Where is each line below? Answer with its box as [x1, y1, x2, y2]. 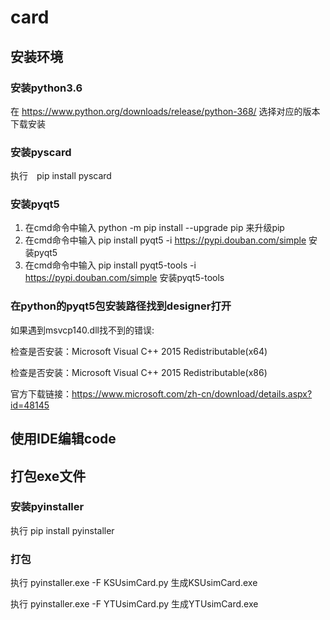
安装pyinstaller [10, 500, 85, 514]
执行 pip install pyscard [10, 170, 112, 182]
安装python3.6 [10, 81, 83, 95]
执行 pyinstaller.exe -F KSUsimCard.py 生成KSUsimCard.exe [10, 577, 258, 589]
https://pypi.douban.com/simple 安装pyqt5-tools [24, 272, 225, 284]
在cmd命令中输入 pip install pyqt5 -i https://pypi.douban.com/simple [24, 234, 307, 246]
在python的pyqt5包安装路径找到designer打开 [10, 299, 232, 313]
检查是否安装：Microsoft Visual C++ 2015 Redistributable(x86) [10, 366, 268, 378]
